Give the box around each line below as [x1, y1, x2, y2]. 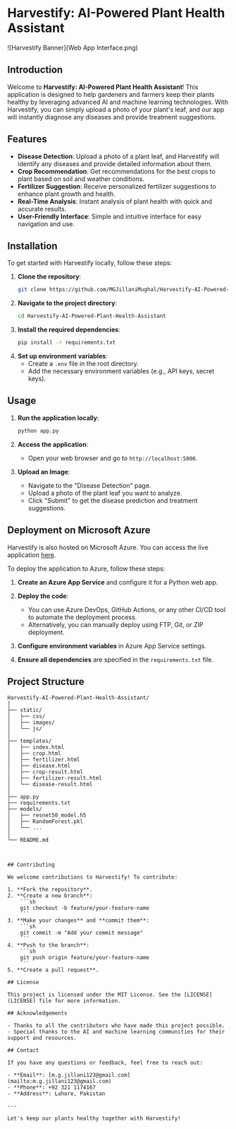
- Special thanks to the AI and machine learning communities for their [7, 1029, 225, 1036]
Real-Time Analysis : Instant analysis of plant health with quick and [17, 197, 213, 206]
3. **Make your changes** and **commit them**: [7, 917, 150, 924]
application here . [7, 550, 56, 559]
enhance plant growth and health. [17, 189, 116, 198]
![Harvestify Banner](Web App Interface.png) [7, 43, 139, 52]
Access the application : [17, 440, 89, 448]
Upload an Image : [17, 467, 70, 476]
